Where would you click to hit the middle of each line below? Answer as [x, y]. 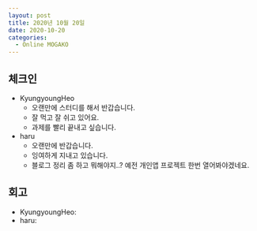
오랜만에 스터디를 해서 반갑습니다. [83, 107]
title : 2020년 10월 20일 [47, 23]
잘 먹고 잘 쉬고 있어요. [65, 117]
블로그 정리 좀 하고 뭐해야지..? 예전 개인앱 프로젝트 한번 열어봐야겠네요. [140, 165]
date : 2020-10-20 [37, 30]
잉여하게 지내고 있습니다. [70, 155]
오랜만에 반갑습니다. [62, 145]
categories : [28, 37]
